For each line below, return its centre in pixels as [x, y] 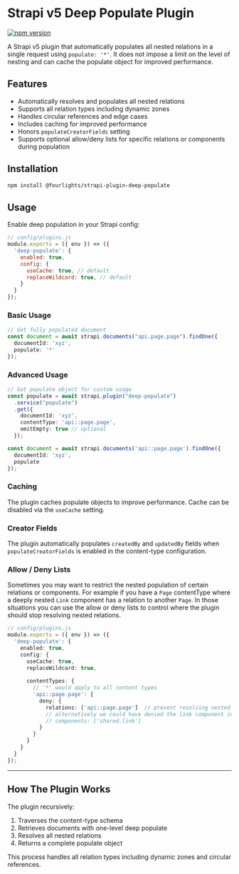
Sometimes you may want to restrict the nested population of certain [108, 585]
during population [43, 146]
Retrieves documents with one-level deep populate [92, 828]
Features [27, 84]
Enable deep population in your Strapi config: [74, 225]
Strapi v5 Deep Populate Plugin [101, 13]
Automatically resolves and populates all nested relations [101, 101]
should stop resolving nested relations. [64, 615]
